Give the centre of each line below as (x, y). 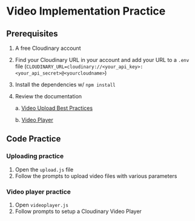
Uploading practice (35, 156)
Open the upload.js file (44, 169)
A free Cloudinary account (48, 48)
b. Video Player (34, 120)
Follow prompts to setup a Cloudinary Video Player (78, 211)
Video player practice (39, 191)
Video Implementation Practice (86, 11)
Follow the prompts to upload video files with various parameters (96, 176)
